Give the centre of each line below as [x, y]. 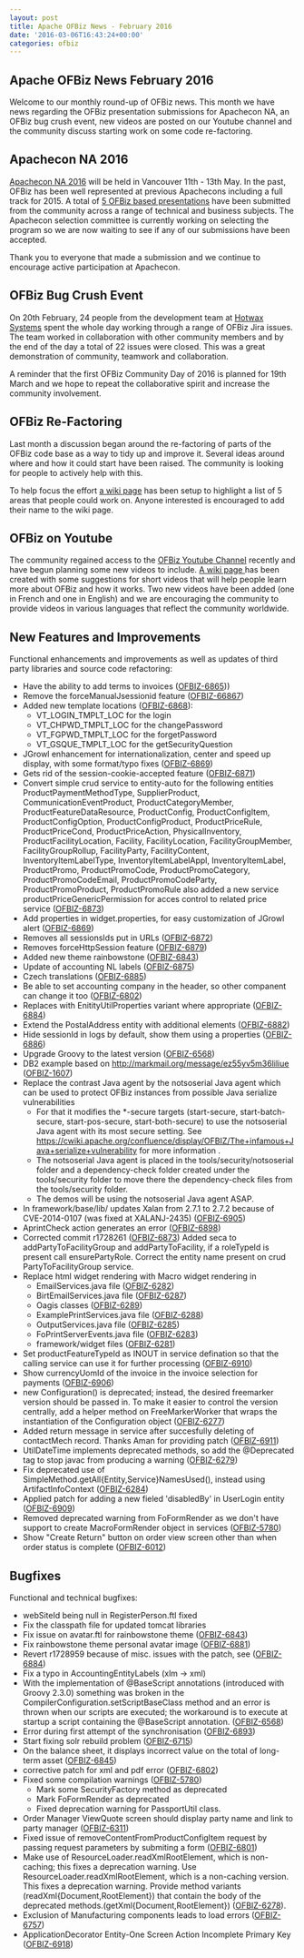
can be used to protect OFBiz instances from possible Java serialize [150, 1092]
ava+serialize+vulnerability [87, 1151]
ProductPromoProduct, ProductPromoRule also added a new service [151, 889]
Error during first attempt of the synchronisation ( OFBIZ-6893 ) [139, 1731]
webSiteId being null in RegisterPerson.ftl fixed [110, 1615]
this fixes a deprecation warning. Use [127, 1866]
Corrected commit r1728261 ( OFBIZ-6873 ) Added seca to [130, 1238]
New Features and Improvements [105, 637]
